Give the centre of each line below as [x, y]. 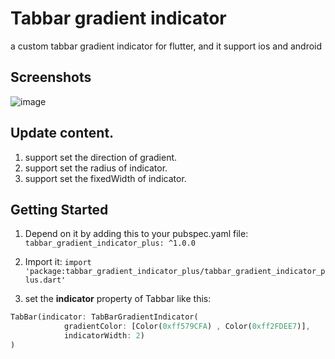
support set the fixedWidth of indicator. [105, 178]
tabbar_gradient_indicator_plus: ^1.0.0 [110, 243]
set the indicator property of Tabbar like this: [118, 299]
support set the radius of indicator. [96, 168]
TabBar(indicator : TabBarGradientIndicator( [104, 317]
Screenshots [51, 77]
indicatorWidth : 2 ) [104, 336]
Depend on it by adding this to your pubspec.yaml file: [136, 234]
